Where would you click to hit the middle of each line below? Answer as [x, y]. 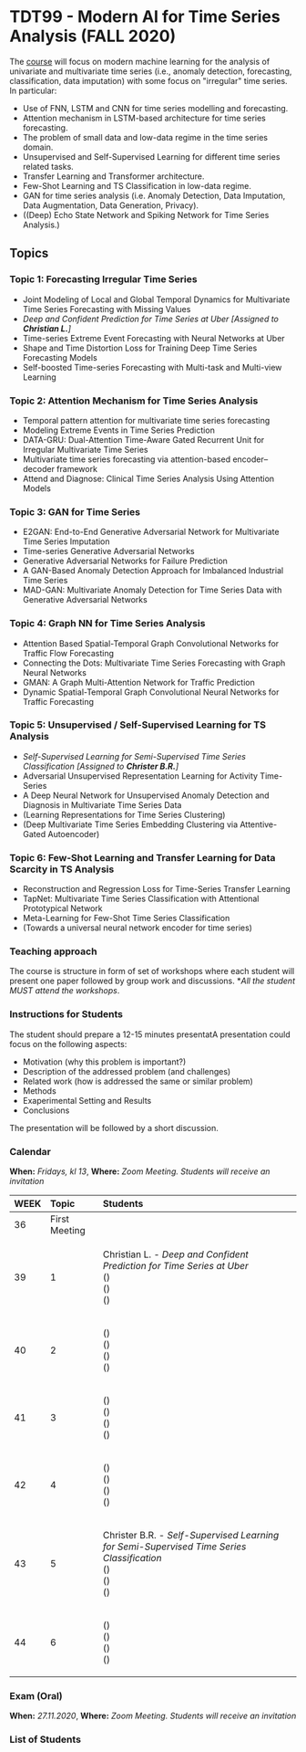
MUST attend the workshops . [65, 991]
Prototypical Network [62, 908]
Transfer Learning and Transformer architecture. [113, 176]
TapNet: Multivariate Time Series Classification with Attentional [141, 899]
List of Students [46, 1739]
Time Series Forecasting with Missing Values [107, 309]
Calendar [31, 1151]
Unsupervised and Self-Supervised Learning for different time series [151, 156]
